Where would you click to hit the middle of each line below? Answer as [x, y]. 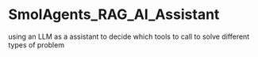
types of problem [37, 44]
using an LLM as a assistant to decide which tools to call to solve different [129, 36]
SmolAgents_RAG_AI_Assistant [114, 15]
